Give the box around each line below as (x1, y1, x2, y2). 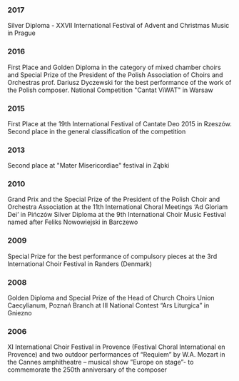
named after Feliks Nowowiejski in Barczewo (7, 218, 138, 226)
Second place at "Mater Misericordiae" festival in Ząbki (7, 161, 170, 170)
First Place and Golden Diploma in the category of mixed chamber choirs (7, 63, 221, 71)
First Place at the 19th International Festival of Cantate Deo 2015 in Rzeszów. (7, 119, 232, 128)
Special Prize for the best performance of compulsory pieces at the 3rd (7, 252, 218, 260)
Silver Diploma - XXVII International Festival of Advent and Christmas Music (7, 21, 230, 30)
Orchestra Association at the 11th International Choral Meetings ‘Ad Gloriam (7, 203, 228, 211)
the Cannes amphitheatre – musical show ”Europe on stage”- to (7, 358, 194, 367)
